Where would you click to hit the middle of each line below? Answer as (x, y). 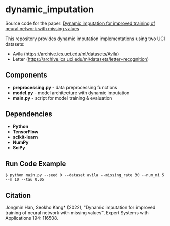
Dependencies (29, 114)
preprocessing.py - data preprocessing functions (65, 87)
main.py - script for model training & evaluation (62, 98)
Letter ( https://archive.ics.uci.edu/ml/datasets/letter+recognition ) (80, 59)
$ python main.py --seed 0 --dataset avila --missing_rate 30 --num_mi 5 (85, 175)
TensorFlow (25, 131)
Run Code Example (36, 163)
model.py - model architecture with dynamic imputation (71, 93)
